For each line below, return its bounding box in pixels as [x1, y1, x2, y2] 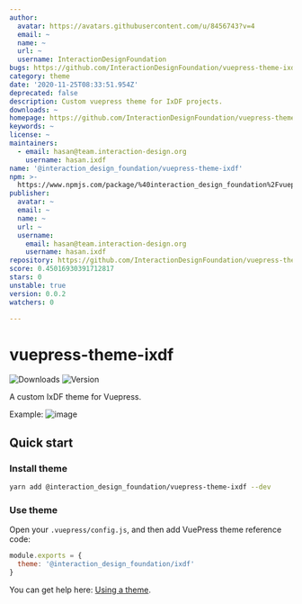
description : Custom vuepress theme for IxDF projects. [9, 96, 223, 106]
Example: [9, 409, 44, 419]
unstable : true [9, 281, 67, 290]
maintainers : [9, 139, 58, 148]
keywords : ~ [9, 122, 54, 131]
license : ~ [9, 131, 50, 140]
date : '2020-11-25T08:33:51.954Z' [9, 80, 139, 89]
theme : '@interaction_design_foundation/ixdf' [17, 560, 195, 569]
